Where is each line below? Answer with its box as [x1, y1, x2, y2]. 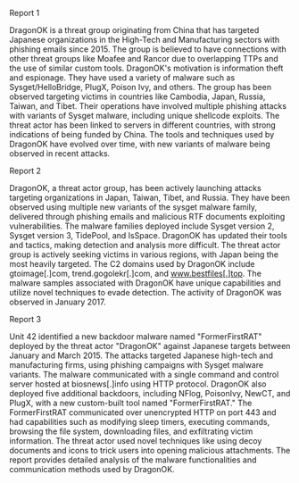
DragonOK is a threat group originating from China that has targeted [9, 25, 260, 35]
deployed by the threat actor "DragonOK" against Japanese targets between [9, 341, 291, 351]
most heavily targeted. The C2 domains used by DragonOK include [9, 259, 256, 269]
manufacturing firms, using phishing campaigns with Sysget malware [9, 360, 264, 370]
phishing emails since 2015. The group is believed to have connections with [9, 44, 287, 54]
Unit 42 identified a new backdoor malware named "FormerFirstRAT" [9, 331, 262, 342]
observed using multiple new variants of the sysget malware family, [9, 202, 257, 212]
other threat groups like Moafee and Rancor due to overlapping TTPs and [9, 54, 278, 63]
